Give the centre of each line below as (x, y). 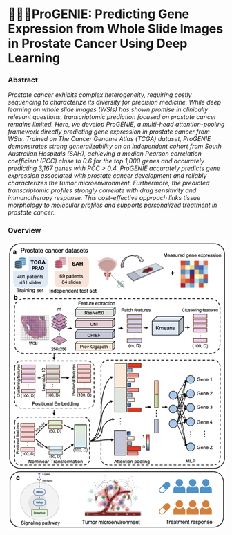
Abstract (23, 80)
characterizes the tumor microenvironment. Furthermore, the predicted (109, 183)
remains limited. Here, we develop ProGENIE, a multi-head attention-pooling (116, 125)
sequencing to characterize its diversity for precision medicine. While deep (115, 102)
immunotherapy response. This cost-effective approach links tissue (104, 198)
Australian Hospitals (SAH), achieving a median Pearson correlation (105, 154)
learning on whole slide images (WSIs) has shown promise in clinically (108, 109)
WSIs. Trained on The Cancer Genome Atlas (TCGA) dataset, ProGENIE (109, 139)
